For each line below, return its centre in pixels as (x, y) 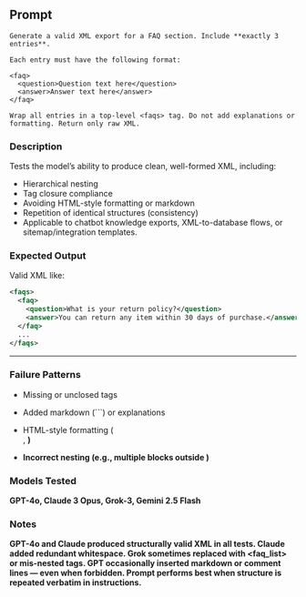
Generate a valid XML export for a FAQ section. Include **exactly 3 (144, 35)
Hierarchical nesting (60, 184)
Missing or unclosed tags (70, 394)
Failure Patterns (46, 375)
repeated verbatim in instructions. (76, 582)
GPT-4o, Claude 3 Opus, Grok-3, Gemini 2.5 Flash (105, 501)
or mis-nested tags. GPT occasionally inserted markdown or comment (145, 563)
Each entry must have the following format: (95, 60)
